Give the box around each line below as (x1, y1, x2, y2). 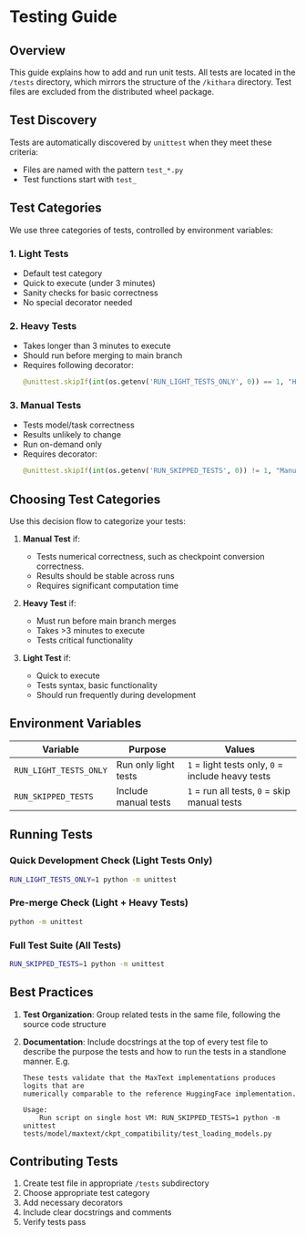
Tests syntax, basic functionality (36, 680, 158, 691)
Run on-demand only (22, 439, 103, 450)
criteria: (9, 146, 39, 157)
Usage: (22, 1105, 48, 1114)
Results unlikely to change (22, 429, 121, 440)
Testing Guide (9, 6, 117, 27)
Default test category (22, 267, 103, 279)
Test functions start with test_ (22, 173, 137, 184)
